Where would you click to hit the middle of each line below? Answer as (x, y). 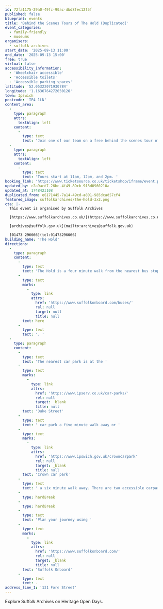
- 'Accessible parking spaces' (41, 82)
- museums (19, 37)
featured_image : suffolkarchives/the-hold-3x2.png (57, 199)
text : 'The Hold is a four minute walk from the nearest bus (86, 271)
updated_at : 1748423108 (29, 190)
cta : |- (13, 204)
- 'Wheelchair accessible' (37, 73)
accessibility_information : (33, 69)
